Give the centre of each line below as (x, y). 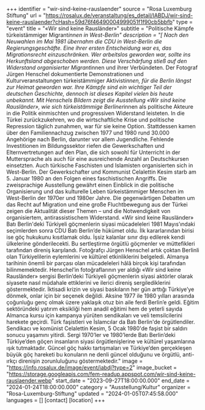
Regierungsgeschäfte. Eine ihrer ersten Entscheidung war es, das (89, 48)
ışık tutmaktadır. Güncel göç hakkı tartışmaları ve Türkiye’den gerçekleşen (99, 348)
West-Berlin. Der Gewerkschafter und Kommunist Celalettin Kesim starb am (102, 172)
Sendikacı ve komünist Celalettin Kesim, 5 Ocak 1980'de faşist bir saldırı (97, 328)
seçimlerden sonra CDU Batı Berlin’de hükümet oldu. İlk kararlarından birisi (100, 230)
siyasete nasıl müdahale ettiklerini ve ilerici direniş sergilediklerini (88, 283)
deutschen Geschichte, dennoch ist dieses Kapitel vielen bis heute (90, 94)
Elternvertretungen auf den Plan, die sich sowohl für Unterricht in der (93, 152)
